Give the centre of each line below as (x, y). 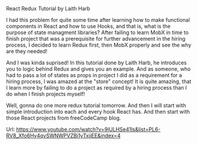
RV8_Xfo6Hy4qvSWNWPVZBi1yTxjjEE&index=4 (63, 136)
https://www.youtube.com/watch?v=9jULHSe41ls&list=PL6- (88, 129)
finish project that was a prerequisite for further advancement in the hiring (96, 39)
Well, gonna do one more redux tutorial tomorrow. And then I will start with (96, 105)
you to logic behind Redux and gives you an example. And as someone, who (98, 69)
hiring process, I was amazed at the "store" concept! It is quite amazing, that (99, 81)
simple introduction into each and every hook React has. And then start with (98, 112)
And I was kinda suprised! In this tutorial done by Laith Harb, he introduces (96, 62)
